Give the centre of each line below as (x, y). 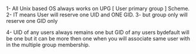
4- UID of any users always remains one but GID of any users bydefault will (98, 32)
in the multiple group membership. (48, 45)
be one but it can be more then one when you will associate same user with (98, 38)
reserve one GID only (32, 21)
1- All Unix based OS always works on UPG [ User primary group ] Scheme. (98, 9)
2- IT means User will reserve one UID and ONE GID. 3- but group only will (97, 15)
